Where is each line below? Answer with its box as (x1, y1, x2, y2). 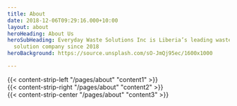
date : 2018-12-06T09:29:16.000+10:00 (7, 17, 119, 24)
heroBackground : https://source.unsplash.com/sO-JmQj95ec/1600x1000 (7, 50, 213, 57)
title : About (7, 10, 46, 18)
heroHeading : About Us (7, 30, 74, 37)
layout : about (7, 23, 49, 30)
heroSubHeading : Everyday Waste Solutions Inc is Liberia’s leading (7, 37, 213, 44)
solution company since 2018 (13, 43, 99, 50)
